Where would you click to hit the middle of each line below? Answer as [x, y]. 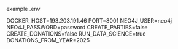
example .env [23, 9]
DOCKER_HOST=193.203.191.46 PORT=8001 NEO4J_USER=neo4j [89, 21]
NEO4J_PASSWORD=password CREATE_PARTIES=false [77, 27]
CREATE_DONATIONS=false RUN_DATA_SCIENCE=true [76, 34]
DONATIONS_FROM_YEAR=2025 [48, 40]
